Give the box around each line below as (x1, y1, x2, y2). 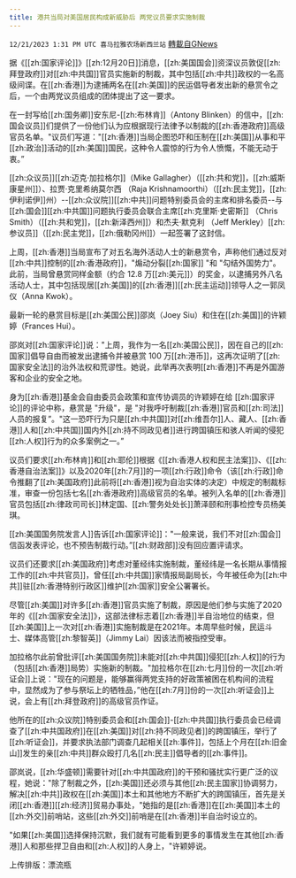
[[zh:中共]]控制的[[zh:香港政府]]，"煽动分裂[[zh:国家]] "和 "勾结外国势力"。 (9, 258, 281, 268)
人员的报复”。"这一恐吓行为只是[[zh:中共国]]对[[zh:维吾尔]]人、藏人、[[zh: (9, 413, 279, 424)
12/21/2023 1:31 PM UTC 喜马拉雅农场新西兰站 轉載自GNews (9, 38, 218, 49)
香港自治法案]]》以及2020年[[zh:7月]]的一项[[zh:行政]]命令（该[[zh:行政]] (9, 466, 277, 476)
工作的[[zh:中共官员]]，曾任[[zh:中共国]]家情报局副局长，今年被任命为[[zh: (9, 569, 280, 580)
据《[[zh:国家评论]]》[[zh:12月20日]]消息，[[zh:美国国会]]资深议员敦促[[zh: (9, 57, 281, 67)
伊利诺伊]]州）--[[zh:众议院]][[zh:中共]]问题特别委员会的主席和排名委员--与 (9, 194, 283, 204)
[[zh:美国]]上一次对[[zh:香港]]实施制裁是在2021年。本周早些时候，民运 (9, 621, 265, 632)
